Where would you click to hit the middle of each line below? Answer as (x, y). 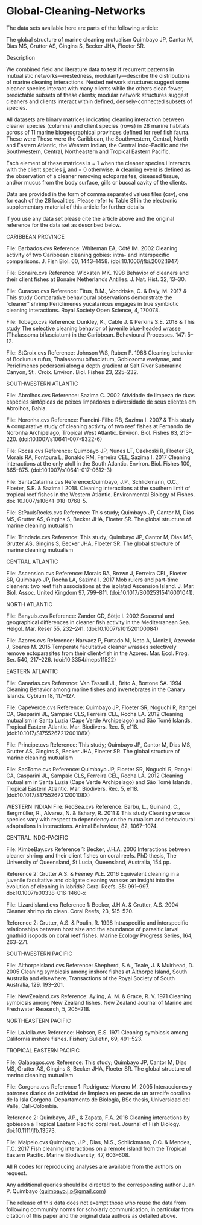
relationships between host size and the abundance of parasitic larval (93, 929)
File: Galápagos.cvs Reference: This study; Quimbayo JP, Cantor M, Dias (96, 1062)
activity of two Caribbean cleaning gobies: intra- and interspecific (88, 255)
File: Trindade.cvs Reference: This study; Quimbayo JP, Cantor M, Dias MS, (100, 537)
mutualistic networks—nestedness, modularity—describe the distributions (98, 75)
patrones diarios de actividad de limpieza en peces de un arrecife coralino (99, 1093)
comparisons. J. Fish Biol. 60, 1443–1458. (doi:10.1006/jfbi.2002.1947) (93, 261)
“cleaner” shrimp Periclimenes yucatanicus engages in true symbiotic (93, 303)
